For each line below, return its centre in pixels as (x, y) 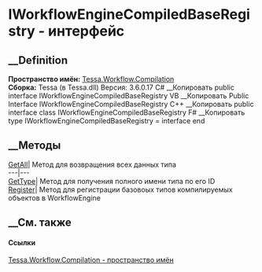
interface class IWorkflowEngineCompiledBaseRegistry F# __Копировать (127, 112)
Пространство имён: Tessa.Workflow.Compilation (91, 79)
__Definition (38, 60)
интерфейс (86, 31)
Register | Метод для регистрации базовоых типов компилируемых (121, 189)
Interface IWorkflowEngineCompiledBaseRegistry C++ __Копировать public (131, 104)
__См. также (40, 223)
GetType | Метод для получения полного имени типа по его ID (112, 181)
